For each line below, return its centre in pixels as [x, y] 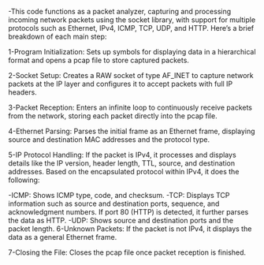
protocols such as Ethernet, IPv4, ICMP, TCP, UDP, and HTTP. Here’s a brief [131, 28]
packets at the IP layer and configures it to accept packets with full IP [121, 84]
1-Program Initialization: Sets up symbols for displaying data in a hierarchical [132, 52]
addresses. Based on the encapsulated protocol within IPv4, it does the [124, 172]
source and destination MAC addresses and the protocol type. [109, 140]
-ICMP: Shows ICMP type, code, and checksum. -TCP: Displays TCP [119, 195]
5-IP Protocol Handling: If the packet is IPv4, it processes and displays [122, 155]
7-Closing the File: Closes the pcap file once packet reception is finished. [127, 252]
